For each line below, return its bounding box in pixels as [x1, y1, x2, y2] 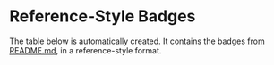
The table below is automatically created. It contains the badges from [9, 36, 266, 46]
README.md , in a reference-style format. [9, 45, 162, 55]
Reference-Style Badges [9, 6, 196, 27]
